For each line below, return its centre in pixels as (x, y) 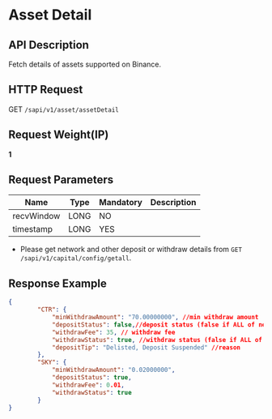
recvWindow (36, 216)
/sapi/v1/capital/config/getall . (76, 258)
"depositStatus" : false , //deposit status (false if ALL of (153, 325)
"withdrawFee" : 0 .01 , (88, 385)
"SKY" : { (52, 362)
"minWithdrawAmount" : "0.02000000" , (113, 370)
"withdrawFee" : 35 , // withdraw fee (113, 332)
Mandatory (121, 203)
